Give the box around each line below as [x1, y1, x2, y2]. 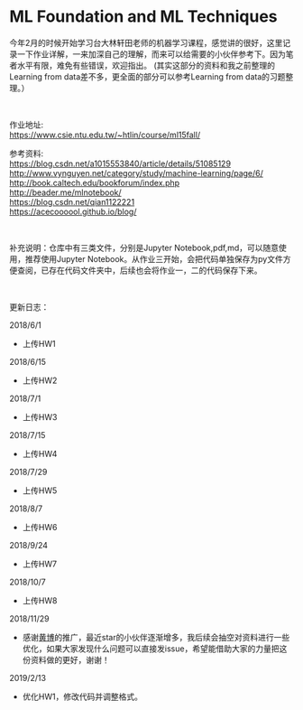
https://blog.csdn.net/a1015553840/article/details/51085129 [9, 158, 232, 169]
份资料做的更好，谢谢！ [22, 654, 110, 665]
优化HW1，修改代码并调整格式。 [22, 691, 142, 702]
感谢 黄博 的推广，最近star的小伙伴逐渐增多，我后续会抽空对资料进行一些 [22, 631, 290, 642]
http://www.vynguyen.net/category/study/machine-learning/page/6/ [9, 167, 264, 178]
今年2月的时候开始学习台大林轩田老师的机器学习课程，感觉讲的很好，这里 [9, 37, 283, 48]
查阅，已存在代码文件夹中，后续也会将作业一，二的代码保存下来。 [16, 265, 262, 276]
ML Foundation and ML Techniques [9, 6, 278, 27]
